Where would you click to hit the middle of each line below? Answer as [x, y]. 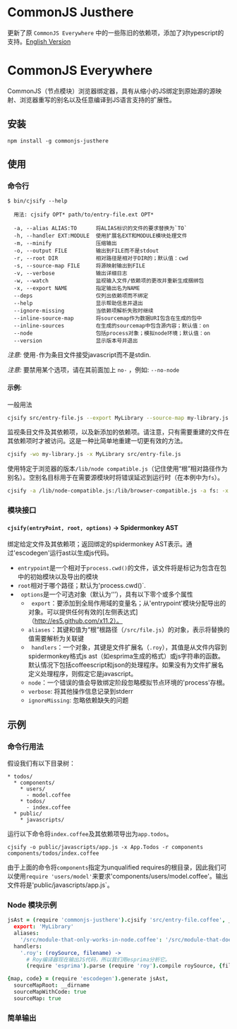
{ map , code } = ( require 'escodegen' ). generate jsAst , [88, 979]
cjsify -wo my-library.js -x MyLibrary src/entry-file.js [94, 455]
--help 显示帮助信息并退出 [78, 303]
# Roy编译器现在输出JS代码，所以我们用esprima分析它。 [98, 959]
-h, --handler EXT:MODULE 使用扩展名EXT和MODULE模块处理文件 [101, 236]
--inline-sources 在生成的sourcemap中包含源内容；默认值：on [111, 326]
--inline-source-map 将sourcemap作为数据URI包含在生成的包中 [108, 318]
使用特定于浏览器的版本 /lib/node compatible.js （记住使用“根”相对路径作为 [117, 469]
